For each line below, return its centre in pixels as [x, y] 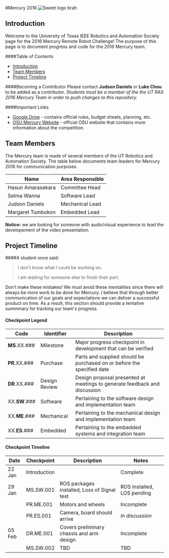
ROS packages [77, 483]
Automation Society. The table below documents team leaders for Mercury [82, 161]
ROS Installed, [137, 486]
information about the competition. [48, 128]
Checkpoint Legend [26, 320]
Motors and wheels [82, 504]
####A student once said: [32, 258]
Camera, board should [86, 513]
